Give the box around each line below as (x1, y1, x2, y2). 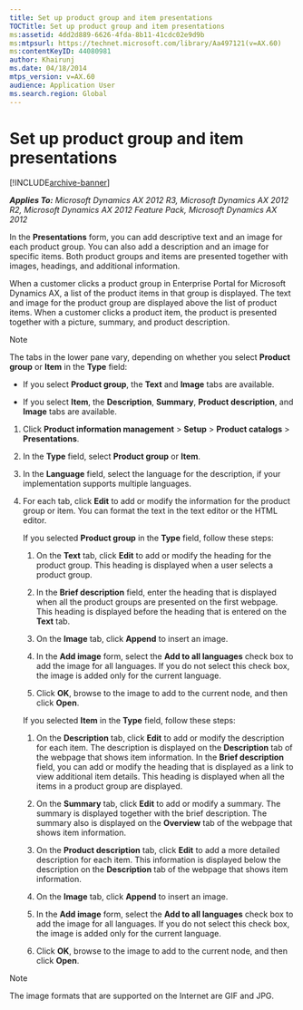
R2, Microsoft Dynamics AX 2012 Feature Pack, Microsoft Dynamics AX (9, 205, 278, 216)
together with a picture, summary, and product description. (9, 316, 230, 327)
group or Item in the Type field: (9, 362, 128, 373)
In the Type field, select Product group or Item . (22, 451, 201, 462)
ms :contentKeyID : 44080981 (9, 47, 112, 56)
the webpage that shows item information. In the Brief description (35, 752, 284, 762)
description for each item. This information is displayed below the (35, 854, 281, 866)
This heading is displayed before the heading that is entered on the (35, 607, 288, 617)
